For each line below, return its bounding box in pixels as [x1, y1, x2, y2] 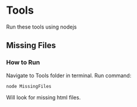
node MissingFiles [6, 83, 52, 89]
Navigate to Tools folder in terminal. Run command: [6, 72, 132, 79]
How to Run [6, 58, 40, 67]
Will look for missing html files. [6, 93, 81, 101]
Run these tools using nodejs [6, 23, 77, 30]
